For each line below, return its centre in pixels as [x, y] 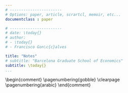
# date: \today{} [24, 33]
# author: [16, 38]
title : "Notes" [21, 56]
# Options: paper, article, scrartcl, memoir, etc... [63, 15]
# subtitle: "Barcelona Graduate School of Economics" [64, 61]
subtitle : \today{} [26, 65]
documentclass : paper [29, 19]
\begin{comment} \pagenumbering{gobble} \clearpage [62, 80]
